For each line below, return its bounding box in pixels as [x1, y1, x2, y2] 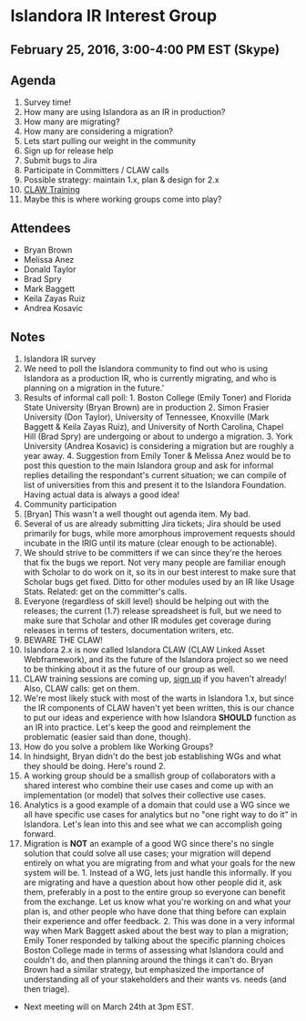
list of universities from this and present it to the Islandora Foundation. [23, 480, 287, 491]
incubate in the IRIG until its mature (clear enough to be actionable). [23, 537, 277, 548]
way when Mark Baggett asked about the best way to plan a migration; [23, 925, 290, 936]
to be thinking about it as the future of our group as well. [23, 663, 236, 675]
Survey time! [23, 97, 72, 108]
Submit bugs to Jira [23, 155, 97, 166]
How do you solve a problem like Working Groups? [23, 741, 214, 753]
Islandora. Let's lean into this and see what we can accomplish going [23, 818, 283, 830]
